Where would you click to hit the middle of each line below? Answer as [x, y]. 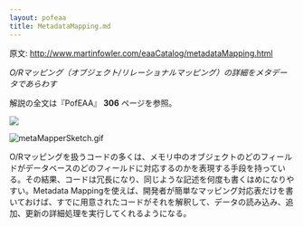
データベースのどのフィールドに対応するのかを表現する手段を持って [151, 167]
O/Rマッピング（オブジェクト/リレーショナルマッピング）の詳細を [133, 72]
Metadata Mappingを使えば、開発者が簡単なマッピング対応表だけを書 [163, 190]
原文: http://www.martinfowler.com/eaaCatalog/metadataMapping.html [141, 53]
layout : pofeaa [38, 18]
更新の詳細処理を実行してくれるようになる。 [108, 213]
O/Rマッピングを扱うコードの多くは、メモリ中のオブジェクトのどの [135, 156]
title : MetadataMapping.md [60, 26]
